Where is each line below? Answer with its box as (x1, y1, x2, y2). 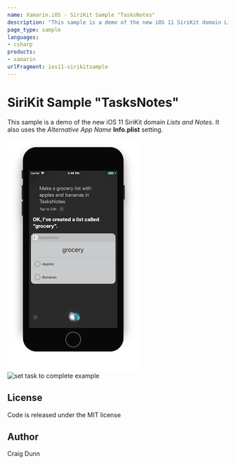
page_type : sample (7, 26, 61, 33)
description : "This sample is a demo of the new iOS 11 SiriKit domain (7, 18, 221, 26)
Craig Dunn (7, 450, 41, 458)
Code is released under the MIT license (7, 410, 122, 419)
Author (7, 431, 39, 442)
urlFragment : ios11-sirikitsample (7, 63, 109, 70)
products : (7, 49, 37, 56)
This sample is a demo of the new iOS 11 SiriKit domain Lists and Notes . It (7, 117, 220, 126)
